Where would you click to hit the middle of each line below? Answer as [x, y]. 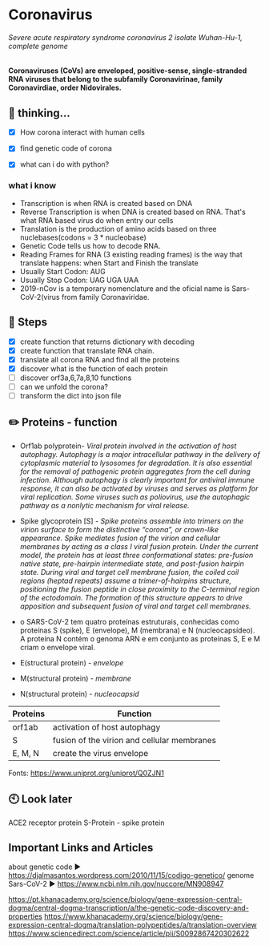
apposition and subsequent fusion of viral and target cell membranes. [135, 606]
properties [25, 916]
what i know [32, 186]
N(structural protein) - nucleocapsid [79, 693]
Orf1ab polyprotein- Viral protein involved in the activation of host [128, 446]
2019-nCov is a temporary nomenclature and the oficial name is [125, 288]
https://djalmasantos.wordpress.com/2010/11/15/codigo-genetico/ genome [131, 875]
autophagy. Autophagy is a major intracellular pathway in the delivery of [140, 454]
